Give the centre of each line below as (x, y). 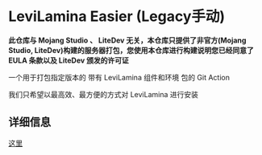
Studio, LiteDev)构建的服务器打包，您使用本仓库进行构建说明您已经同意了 (131, 50)
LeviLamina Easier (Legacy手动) (117, 16)
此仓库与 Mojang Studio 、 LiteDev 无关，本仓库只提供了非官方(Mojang (127, 40)
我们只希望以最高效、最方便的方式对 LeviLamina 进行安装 (104, 94)
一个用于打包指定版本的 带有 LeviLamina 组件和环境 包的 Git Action (119, 77)
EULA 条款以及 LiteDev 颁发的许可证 (69, 60)
